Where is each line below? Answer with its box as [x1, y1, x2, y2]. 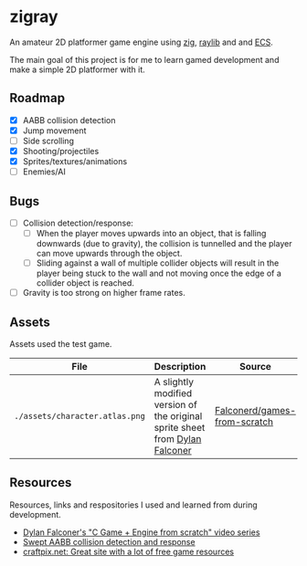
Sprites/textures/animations [22, 156, 128, 166]
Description [153, 361, 206, 372]
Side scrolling [22, 135, 75, 146]
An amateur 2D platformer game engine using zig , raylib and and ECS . [9, 37, 274, 47]
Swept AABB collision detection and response [22, 536, 196, 547]
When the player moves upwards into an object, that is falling [36, 228, 267, 238]
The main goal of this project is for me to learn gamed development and [9, 54, 280, 65]
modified [153, 387, 193, 399]
